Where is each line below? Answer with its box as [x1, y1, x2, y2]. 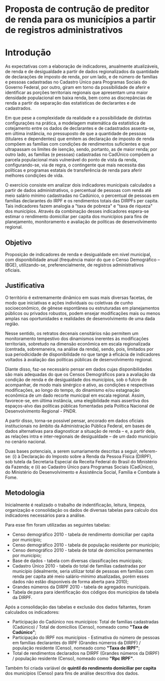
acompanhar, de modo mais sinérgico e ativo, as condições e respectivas [5, 381, 154, 388]
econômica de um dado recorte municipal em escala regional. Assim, [5, 392, 145, 398]
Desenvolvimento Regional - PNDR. [5, 408, 77, 414]
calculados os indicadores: [5, 609, 60, 615]
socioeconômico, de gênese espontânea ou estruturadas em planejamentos [5, 305, 160, 311]
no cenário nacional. [5, 438, 47, 445]
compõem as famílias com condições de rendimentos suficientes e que [5, 141, 150, 147]
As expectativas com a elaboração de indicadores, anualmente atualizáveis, [5, 63, 159, 70]
